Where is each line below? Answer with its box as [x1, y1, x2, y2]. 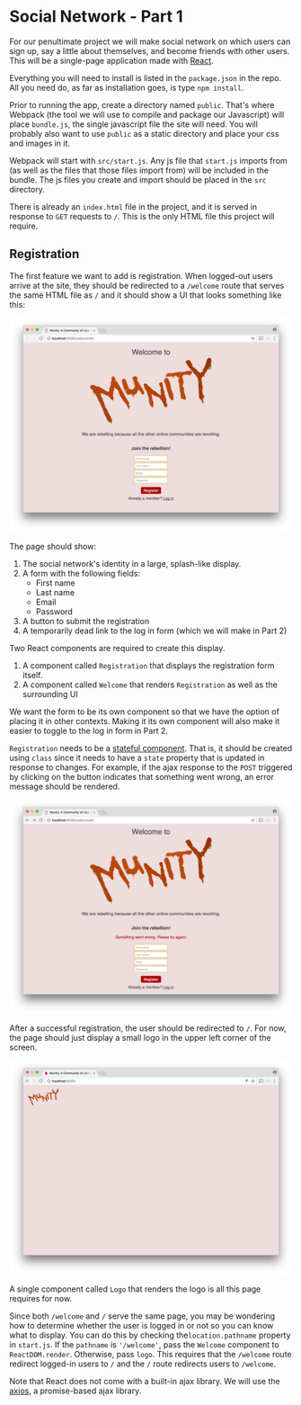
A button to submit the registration [22, 615, 150, 626]
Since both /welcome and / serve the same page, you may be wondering [9, 1311, 276, 1321]
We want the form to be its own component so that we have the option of [9, 706, 280, 717]
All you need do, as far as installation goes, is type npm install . [9, 82, 244, 93]
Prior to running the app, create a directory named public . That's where [9, 99, 275, 110]
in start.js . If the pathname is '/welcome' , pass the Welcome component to [9, 1338, 280, 1350]
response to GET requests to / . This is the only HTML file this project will [9, 210, 275, 221]
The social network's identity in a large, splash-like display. [22, 558, 242, 568]
